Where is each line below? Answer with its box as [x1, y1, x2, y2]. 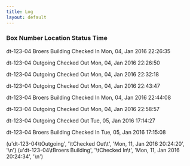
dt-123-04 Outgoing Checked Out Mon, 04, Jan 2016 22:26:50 [6, 59, 160, 66]
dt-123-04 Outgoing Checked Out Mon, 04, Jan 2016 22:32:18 [6, 70, 160, 78]
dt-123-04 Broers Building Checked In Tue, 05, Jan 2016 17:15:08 [6, 128, 166, 136]
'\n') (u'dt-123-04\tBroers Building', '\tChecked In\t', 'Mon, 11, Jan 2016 [6, 146, 180, 153]
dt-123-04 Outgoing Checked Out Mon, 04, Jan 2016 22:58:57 [6, 105, 160, 112]
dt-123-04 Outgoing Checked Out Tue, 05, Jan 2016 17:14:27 [6, 117, 155, 124]
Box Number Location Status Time [6, 34, 108, 42]
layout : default [6, 14, 47, 20]
